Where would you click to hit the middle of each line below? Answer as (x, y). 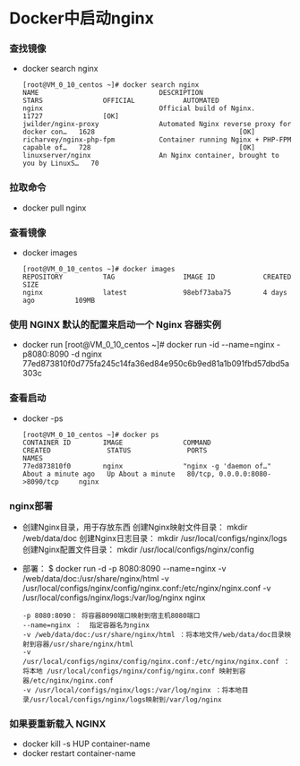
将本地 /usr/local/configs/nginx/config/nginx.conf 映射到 (131, 671)
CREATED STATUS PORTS (115, 450)
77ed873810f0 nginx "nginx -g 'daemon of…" (146, 466)
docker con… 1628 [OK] (139, 132)
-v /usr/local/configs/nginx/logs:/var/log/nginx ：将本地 (132, 690)
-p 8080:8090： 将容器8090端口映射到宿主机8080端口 (111, 615)
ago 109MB (59, 301)
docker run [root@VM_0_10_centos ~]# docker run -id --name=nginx (148, 345)
